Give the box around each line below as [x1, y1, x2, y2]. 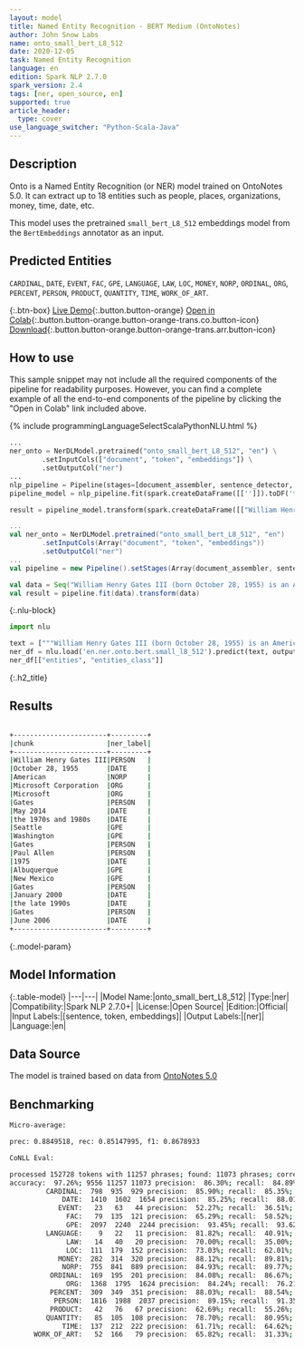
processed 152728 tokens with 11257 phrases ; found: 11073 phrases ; [9, 1169, 273, 1179]
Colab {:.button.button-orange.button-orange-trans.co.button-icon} [9, 314, 260, 325]
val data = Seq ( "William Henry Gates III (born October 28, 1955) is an [9, 580, 290, 590]
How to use [9, 350, 74, 366]
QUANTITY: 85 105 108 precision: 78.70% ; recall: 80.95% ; [45, 1313, 294, 1323]
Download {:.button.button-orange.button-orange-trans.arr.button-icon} [9, 324, 276, 335]
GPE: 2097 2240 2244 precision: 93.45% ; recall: [66, 1221, 270, 1230]
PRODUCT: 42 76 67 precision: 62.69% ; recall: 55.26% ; [49, 1304, 294, 1314]
